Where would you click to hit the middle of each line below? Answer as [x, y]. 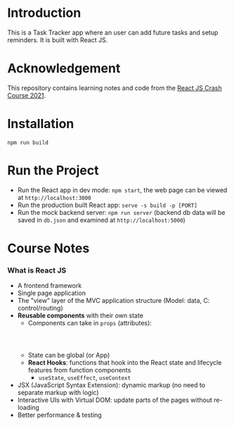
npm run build [28, 142]
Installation [41, 124]
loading [28, 408]
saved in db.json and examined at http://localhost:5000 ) [102, 220]
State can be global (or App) [69, 355]
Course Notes [48, 248]
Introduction [44, 13]
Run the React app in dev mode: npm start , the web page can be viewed [122, 190]
